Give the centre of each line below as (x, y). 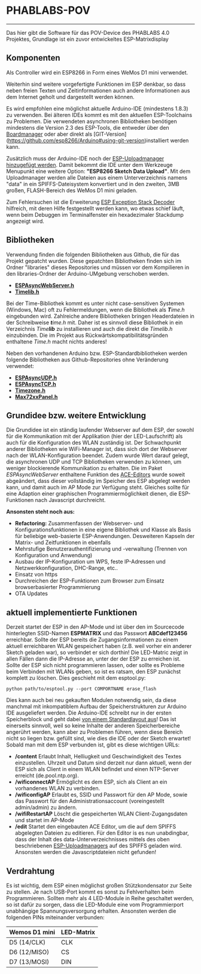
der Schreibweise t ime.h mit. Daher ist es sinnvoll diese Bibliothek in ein (95, 322)
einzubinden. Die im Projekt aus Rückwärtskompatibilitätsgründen (87, 335)
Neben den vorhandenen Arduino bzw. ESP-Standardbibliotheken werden (97, 353)
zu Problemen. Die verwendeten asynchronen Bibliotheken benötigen (92, 121)
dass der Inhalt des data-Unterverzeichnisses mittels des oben (92, 839)
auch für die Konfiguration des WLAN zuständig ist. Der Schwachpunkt (94, 443)
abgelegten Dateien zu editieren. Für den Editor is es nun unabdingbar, (102, 833)
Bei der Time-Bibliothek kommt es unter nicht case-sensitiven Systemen (95, 303)
